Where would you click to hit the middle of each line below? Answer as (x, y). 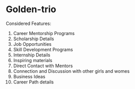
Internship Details (32, 55)
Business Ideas (29, 76)
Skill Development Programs (43, 49)
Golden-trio (31, 9)
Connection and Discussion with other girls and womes (71, 71)
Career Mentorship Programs (44, 33)
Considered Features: (29, 23)
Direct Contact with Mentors (43, 66)
